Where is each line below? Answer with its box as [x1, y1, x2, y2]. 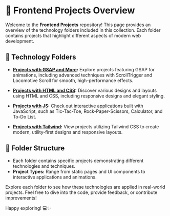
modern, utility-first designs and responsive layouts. [12, 129, 123, 135]
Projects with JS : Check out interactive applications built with [12, 103, 143, 109]
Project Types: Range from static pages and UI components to [12, 168, 145, 174]
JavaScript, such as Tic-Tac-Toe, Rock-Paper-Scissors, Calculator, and [12, 108, 163, 114]
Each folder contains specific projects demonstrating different [12, 158, 144, 164]
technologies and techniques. [12, 163, 76, 169]
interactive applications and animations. [12, 174, 97, 180]
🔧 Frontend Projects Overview [5, 5, 135, 16]
